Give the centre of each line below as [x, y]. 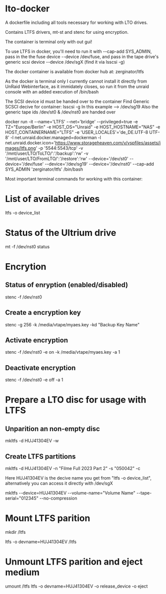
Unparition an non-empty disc [53, 429]
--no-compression [58, 498]
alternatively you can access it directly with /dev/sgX [59, 484]
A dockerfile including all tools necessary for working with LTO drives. [77, 22]
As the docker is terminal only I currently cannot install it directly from [76, 81]
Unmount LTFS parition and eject [74, 562]
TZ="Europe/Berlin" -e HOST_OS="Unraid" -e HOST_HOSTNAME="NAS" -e [83, 127]
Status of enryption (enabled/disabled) [67, 285]
